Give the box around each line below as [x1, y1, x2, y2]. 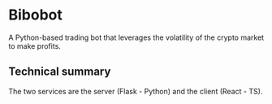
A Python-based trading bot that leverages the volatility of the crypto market [8, 32, 265, 42]
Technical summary [8, 65, 111, 79]
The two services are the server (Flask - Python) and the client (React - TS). [8, 86, 263, 96]
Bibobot [8, 6, 63, 24]
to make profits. [8, 41, 61, 50]
